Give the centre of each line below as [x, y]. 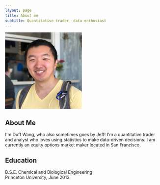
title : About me [22, 15]
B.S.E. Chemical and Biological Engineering [49, 172]
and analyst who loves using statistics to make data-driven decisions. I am [80, 140]
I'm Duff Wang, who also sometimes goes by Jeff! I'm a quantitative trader [80, 135]
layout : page [18, 10]
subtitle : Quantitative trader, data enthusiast [56, 21]
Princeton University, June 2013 [37, 177]
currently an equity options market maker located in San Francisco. [73, 145]
